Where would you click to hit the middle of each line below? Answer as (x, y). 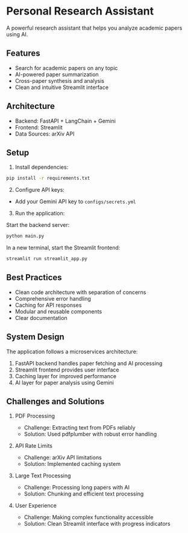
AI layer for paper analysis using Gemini (64, 382)
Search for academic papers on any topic (66, 68)
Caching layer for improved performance (65, 376)
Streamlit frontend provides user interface (67, 370)
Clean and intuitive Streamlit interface (62, 87)
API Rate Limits (34, 446)
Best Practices (34, 277)
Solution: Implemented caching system (72, 464)
